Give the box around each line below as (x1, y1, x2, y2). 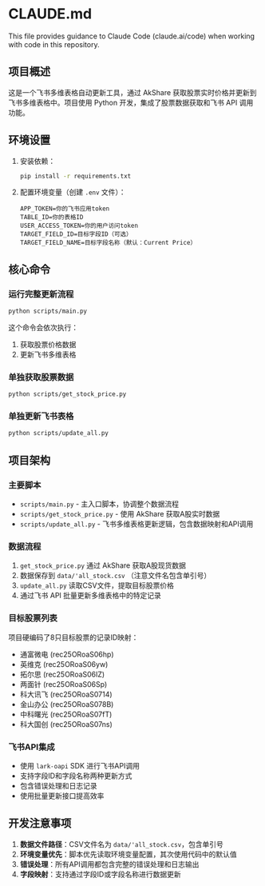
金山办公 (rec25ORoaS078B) (19, 699, 114, 708)
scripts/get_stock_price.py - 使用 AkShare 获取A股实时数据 (19, 509, 220, 519)
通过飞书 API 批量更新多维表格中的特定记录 (19, 591, 162, 601)
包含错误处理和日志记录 (19, 780, 97, 790)
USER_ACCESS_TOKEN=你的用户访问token (19, 221, 138, 230)
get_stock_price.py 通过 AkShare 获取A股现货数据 (19, 561, 186, 570)
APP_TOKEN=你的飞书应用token (19, 205, 110, 213)
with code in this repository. (8, 39, 100, 49)
